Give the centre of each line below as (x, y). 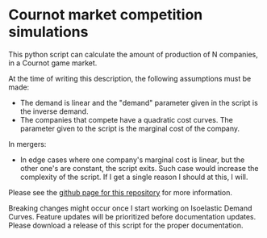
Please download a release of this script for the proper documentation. (126, 225)
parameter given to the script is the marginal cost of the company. (130, 128)
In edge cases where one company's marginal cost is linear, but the (132, 160)
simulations (48, 32)
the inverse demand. (54, 111)
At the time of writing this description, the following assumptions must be (130, 78)
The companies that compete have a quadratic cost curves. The (127, 119)
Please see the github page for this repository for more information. (120, 192)
